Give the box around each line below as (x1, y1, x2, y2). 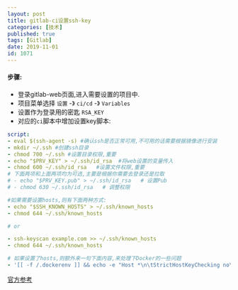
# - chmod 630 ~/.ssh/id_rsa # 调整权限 (7, 184, 130, 191)
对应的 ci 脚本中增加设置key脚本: (17, 117, 111, 125)
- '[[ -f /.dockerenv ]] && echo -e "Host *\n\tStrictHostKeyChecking (7, 262, 220, 269)
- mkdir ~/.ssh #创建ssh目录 (7, 144, 89, 151)
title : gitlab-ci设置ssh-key (7, 17, 91, 24)
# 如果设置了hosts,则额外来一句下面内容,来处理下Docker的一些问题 (7, 255, 182, 262)
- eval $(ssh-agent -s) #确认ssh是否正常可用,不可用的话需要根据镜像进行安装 (7, 137, 217, 144)
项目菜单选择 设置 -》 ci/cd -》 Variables (17, 99, 131, 107)
